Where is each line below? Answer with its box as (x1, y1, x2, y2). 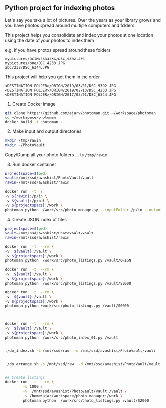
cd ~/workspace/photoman (5, 115, 56, 120)
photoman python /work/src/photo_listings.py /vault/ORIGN (5, 258, 132, 263)
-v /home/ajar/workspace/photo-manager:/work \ (23, 394, 123, 399)
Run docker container (12, 161, 57, 168)
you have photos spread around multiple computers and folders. (5, 22, 136, 28)
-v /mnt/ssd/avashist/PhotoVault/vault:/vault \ (23, 389, 127, 394)
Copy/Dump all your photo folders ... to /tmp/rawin (5, 152, 108, 158)
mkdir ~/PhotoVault (5, 143, 45, 148)
